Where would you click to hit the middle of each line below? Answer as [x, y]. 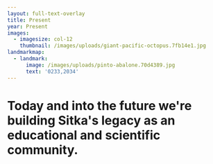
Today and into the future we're [100, 106]
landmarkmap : [26, 53]
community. [43, 150]
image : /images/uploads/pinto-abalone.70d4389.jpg [100, 65]
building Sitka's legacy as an [91, 120]
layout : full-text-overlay [46, 13]
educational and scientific [84, 135]
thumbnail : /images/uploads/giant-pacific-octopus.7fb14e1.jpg [113, 46]
